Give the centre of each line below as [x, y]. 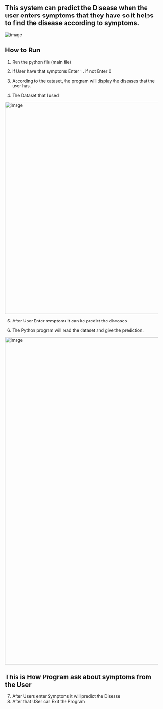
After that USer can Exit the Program [49, 702]
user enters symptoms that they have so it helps [79, 16]
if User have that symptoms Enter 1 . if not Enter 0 [62, 71]
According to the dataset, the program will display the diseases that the [83, 81]
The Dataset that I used [35, 95]
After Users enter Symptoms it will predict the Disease [66, 696]
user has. [21, 86]
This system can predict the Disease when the [76, 8]
